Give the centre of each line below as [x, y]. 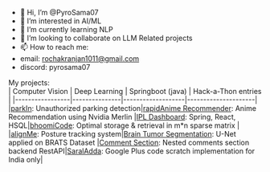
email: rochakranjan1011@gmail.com [80, 59]
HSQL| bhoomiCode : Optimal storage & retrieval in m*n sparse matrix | [124, 125]
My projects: [29, 83]
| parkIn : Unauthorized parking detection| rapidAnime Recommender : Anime [133, 108]
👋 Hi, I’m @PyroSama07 [59, 12]
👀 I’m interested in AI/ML [61, 21]
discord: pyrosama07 [55, 67]
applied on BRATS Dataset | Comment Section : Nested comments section [129, 142]
